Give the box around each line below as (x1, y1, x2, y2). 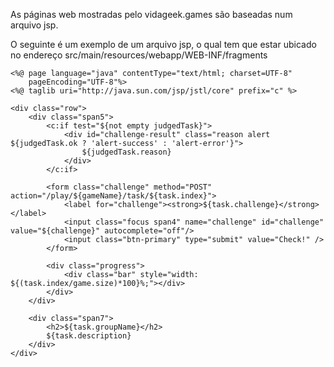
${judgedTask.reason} (81, 147, 172, 157)
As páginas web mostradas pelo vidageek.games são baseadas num (10, 9, 293, 20)
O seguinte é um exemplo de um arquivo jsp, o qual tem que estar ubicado (10, 39, 317, 50)
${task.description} (46, 331, 132, 341)
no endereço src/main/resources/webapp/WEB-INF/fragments (10, 49, 268, 61)
